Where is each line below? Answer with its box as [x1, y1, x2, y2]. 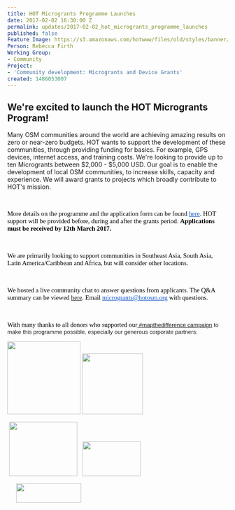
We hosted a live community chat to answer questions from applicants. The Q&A [7, 286, 215, 295]
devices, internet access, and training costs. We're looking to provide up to [7, 153, 223, 162]
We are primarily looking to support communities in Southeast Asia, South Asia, [7, 252, 213, 260]
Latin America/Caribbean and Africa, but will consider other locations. [7, 260, 189, 267]
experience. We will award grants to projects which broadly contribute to [7, 176, 217, 184]
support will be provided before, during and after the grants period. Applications [7, 218, 215, 225]
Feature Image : [7, 36, 52, 43]
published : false [7, 29, 58, 37]
